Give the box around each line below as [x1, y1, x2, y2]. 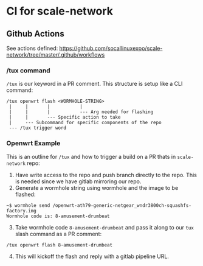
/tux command [6, 66, 50, 74]
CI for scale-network [6, 4, 114, 18]
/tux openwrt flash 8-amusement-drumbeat [6, 242, 113, 248]
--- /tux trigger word [9, 125, 67, 131]
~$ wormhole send [6, 202, 50, 208]
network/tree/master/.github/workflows [6, 51, 105, 58]
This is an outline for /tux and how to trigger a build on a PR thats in [6, 153, 176, 160]
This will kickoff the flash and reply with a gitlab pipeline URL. [15, 253, 169, 260]
